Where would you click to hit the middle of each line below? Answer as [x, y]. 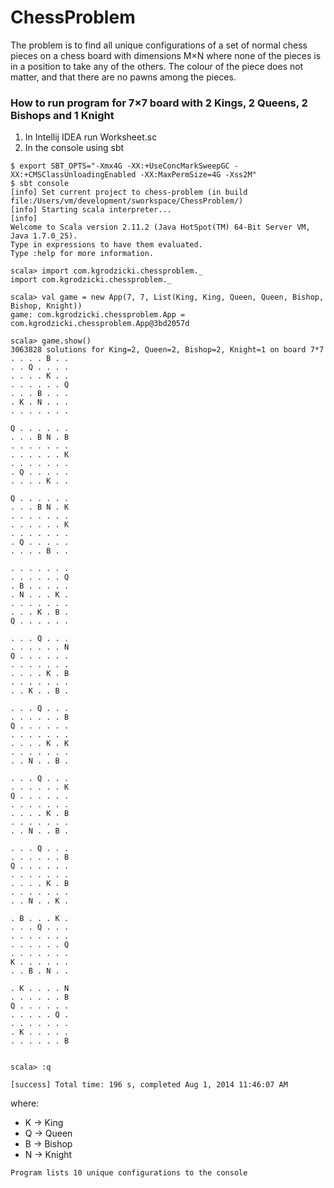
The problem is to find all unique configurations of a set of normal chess [159, 45]
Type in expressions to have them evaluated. [106, 245]
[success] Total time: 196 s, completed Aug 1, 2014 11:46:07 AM [149, 1085]
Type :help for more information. [82, 254]
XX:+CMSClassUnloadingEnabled [73, 175]
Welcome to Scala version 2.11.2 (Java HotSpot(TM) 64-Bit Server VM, [160, 227]
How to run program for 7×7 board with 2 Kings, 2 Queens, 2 [159, 103]
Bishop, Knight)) [46, 306]
